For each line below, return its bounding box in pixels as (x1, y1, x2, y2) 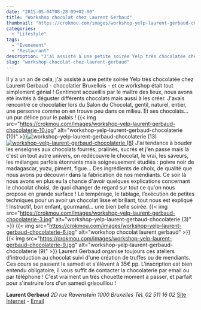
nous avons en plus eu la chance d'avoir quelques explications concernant (6, 177, 190, 185)
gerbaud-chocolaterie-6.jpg (6, 228, 75, 236)
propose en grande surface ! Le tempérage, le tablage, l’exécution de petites (6, 190, 195, 197)
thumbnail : (6, 20, 33, 26)
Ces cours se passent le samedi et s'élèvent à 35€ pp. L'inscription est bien (6, 260, 193, 267)
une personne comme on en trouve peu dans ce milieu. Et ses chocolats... (6, 107, 189, 115)
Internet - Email (6, 297, 44, 305)
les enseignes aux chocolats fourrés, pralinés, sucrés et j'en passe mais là (6, 145, 190, 153)
